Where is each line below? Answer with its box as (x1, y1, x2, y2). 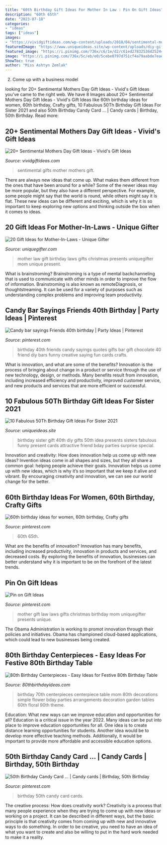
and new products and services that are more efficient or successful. (5, 382, 147, 388)
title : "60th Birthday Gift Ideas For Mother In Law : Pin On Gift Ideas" (5, 7, 164, 12)
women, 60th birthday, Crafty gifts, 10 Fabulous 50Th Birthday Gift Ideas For (5, 102, 162, 108)
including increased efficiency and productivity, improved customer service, (5, 377, 161, 383)
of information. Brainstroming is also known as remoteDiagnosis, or (5, 281, 143, 287)
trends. (5, 564, 20, 570)
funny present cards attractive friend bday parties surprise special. (17, 443, 155, 449)
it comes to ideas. (5, 209, 42, 215)
